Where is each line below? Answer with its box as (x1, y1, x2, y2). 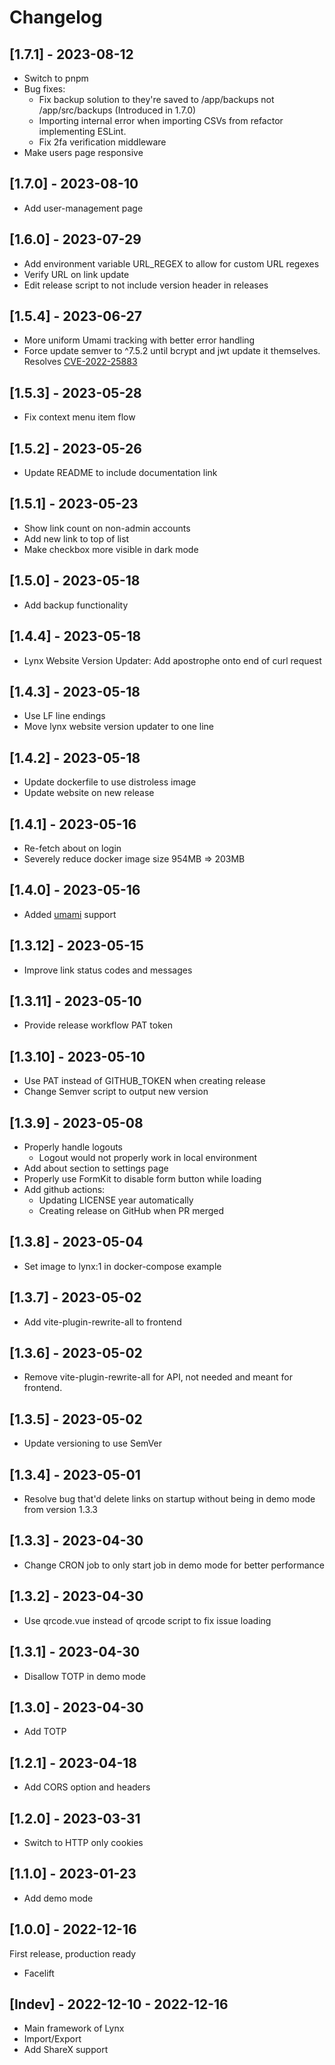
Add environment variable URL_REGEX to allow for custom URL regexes (23, 257, 320, 270)
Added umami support (23, 908, 117, 920)
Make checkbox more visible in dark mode (23, 543, 199, 555)
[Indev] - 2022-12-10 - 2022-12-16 (9, 1996, 229, 2013)
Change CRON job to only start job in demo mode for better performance (23, 1559, 325, 1571)
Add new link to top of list (23, 532, 130, 545)
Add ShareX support (23, 2044, 109, 2056)
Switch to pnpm (23, 72, 89, 84)
